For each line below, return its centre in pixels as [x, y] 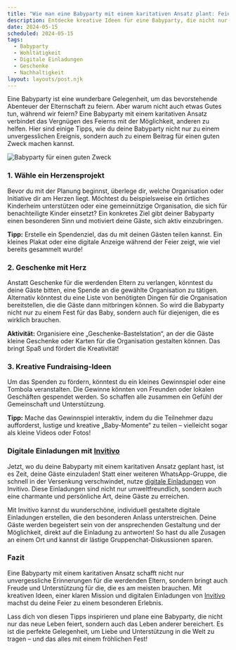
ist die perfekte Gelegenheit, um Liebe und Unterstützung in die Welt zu [111, 631]
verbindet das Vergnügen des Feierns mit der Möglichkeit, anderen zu [108, 121]
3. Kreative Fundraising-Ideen [59, 366]
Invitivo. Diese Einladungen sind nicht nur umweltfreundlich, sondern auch [115, 489]
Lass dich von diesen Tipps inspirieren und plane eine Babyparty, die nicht [115, 616]
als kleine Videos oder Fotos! [49, 433]
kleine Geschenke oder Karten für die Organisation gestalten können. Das [114, 340]
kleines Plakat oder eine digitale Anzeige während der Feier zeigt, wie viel [114, 241]
